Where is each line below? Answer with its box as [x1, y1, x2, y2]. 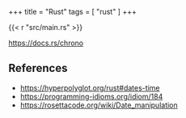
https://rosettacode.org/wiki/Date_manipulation [19, 100, 178, 110]
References [8, 61, 68, 75]
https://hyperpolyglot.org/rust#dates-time [19, 82, 160, 92]
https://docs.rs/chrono [8, 38, 83, 48]
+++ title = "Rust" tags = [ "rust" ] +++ [8, 7, 137, 16]
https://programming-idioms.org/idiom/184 [19, 91, 163, 101]
